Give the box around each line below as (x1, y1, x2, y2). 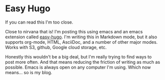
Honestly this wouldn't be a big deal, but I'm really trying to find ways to (5, 53, 152, 59)
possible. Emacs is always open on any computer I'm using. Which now (5, 64, 151, 70)
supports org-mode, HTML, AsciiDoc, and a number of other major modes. (5, 39, 158, 45)
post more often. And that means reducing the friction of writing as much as (5, 59, 160, 65)
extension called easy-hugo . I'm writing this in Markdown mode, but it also (5, 34, 158, 40)
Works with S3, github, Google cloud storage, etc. (5, 44, 107, 50)
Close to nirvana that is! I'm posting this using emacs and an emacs (5, 28, 143, 34)
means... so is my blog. (5, 69, 53, 75)
